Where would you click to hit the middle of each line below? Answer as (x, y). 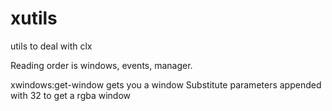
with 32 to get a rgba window (71, 95)
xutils (34, 18)
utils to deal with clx (51, 46)
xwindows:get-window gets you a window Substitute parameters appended (166, 84)
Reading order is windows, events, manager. (101, 65)
